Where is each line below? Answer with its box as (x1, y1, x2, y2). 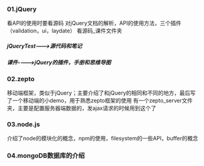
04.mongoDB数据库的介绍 (7, 151, 85, 160)
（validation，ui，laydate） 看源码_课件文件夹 (7, 27, 123, 35)
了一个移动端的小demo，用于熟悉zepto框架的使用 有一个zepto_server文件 (7, 97, 193, 104)
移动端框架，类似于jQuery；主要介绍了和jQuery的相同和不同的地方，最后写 (7, 89, 196, 96)
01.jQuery (7, 5, 37, 13)
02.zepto (7, 74, 35, 83)
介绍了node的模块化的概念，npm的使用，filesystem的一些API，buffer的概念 (7, 135, 199, 142)
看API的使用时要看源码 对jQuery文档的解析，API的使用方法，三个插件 (7, 20, 182, 27)
